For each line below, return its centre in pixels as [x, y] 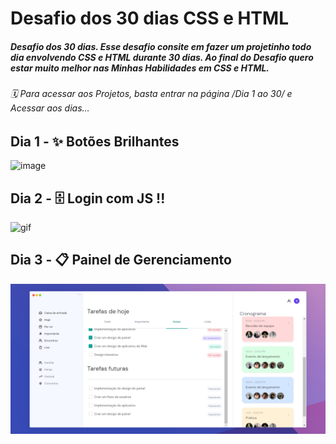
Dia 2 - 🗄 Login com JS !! [88, 198]
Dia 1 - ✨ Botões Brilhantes [95, 141]
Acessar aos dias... [50, 108]
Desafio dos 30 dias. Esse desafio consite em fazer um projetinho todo [161, 46]
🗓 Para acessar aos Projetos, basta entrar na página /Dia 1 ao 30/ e [151, 94]
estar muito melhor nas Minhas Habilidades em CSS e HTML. [140, 68]
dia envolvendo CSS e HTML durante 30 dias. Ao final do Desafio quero [162, 57]
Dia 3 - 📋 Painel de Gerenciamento [121, 260]
